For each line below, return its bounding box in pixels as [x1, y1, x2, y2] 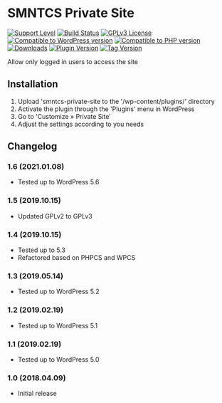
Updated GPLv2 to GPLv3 [17, 211, 92, 220]
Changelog [7, 140, 58, 152]
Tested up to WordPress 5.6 [17, 178, 100, 187]
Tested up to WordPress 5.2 [17, 287, 100, 296]
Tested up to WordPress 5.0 [17, 355, 100, 364]
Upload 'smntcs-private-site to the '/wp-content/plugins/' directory [17, 97, 215, 105]
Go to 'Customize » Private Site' [17, 112, 112, 120]
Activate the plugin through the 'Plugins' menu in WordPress [17, 105, 195, 113]
